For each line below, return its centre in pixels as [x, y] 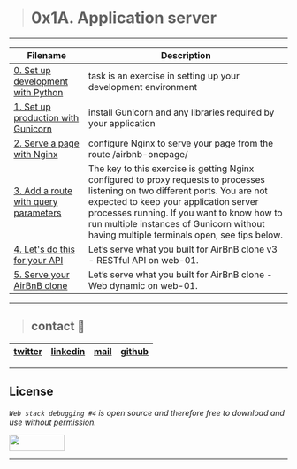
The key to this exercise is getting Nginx [171, 169]
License [31, 392]
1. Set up [32, 107]
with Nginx [36, 154]
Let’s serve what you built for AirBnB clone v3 [183, 249]
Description [186, 55]
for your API [38, 260]
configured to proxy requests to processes [176, 179]
